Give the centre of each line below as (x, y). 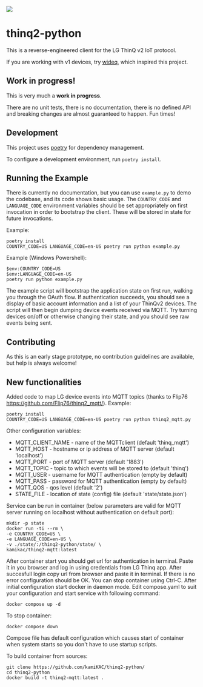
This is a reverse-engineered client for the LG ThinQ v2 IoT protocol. (92, 50)
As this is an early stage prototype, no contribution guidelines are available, (100, 357)
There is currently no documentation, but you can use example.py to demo (99, 193)
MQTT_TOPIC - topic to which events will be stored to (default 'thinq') (102, 468)
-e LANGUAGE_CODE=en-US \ (39, 539)
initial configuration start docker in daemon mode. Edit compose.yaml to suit (101, 587)
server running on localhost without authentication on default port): (90, 512)
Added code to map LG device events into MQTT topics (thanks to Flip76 (97, 397)
